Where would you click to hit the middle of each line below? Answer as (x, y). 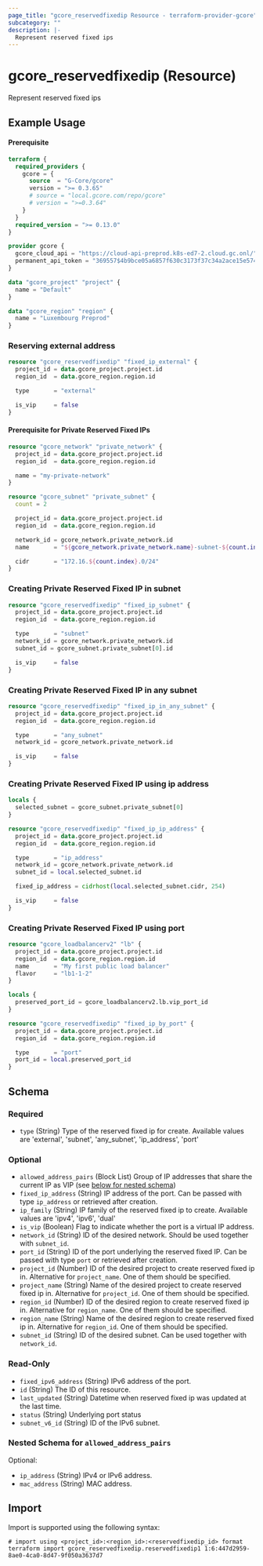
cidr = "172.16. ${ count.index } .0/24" (87, 561)
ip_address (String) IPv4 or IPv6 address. (86, 1475)
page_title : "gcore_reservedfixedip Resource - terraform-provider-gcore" (133, 15)
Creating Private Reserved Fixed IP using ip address (108, 783)
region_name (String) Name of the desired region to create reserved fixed (137, 1319)
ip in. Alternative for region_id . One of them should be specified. (124, 1327)
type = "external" (56, 391)
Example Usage (47, 122)
